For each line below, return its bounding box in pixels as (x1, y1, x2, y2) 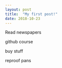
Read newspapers (5, 30, 41, 35)
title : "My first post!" (5, 12, 58, 17)
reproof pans (5, 58, 31, 64)
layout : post (5, 7, 32, 12)
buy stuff (5, 48, 23, 54)
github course (5, 39, 33, 45)
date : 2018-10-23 (5, 16, 41, 21)
